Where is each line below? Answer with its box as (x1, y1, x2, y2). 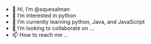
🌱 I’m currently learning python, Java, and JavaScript (12, 18, 145, 25)
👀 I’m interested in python (12, 12, 76, 19)
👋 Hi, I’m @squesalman (12, 6, 70, 12)
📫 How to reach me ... (12, 32, 69, 38)
